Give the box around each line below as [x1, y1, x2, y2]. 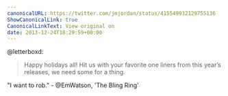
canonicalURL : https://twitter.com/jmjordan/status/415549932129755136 [7, 10, 216, 17]
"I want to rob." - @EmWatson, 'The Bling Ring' [7, 81, 139, 89]
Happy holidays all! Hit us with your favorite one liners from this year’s [23, 61, 221, 69]
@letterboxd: [7, 48, 44, 56]
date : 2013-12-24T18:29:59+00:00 [7, 29, 103, 36]
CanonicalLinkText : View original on [7, 22, 115, 29]
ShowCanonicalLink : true [7, 16, 78, 23]
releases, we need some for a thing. [23, 68, 125, 76]
